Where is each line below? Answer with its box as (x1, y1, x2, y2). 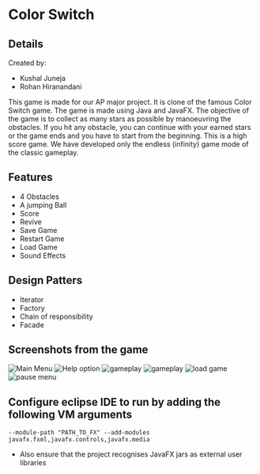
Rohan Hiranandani (19, 82, 82, 91)
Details (8, 37, 43, 51)
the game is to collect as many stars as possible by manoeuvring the (8, 114, 232, 124)
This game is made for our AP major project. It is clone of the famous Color (8, 97, 252, 106)
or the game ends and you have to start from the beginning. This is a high (8, 131, 247, 140)
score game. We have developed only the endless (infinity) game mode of (8, 140, 249, 148)
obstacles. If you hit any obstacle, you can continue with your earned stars (8, 123, 251, 132)
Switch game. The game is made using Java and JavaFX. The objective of (8, 105, 250, 115)
